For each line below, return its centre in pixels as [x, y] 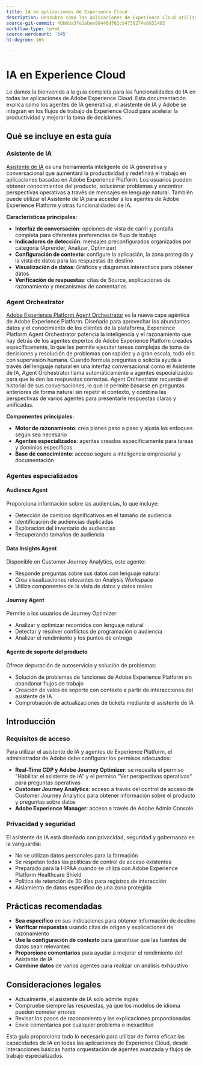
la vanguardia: [24, 844]
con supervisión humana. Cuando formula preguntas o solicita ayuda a [94, 360]
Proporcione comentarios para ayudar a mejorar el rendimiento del [98, 953]
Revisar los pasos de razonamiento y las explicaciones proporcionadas [103, 1019]
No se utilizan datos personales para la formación [76, 855]
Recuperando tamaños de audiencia [60, 535]
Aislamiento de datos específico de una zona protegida [83, 887]
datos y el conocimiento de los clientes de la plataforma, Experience [91, 328]
